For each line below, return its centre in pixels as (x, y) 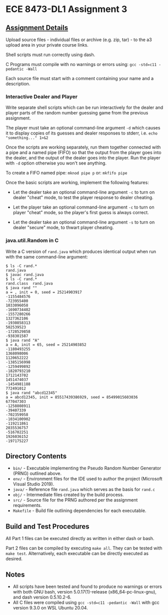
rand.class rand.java (29, 283)
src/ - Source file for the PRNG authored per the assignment (75, 500)
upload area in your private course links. (47, 45)
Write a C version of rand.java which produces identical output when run (81, 251)
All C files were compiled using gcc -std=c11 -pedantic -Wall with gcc (86, 602)
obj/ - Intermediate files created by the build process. (68, 495)
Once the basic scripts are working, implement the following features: (77, 182)
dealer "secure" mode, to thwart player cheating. (63, 227)
